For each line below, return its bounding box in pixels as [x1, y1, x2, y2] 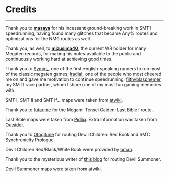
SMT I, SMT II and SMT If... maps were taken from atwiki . [5, 97, 123, 103]
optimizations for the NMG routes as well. [5, 35, 92, 41]
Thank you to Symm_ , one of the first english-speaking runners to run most [5, 65, 161, 71]
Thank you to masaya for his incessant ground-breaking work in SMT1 [5, 25, 151, 31]
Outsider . [5, 122, 24, 128]
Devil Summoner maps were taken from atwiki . [5, 166, 102, 172]
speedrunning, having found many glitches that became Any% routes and [5, 30, 158, 36]
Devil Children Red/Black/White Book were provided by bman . [5, 146, 134, 152]
